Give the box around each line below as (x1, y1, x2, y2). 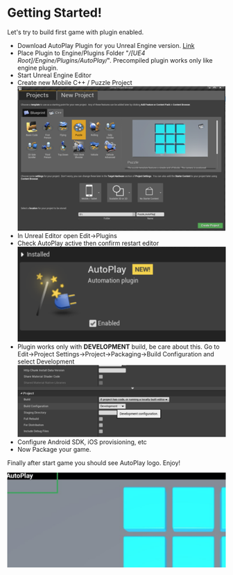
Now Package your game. (17, 446, 92, 454)
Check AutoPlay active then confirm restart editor (17, 239, 159, 247)
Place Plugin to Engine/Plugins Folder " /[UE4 (17, 49, 146, 57)
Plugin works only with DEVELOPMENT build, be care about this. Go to (17, 342, 220, 351)
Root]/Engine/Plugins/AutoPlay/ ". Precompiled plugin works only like (17, 56, 213, 64)
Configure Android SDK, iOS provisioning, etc (17, 438, 147, 446)
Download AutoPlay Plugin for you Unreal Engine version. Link (17, 41, 195, 49)
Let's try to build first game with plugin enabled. (7, 28, 144, 36)
